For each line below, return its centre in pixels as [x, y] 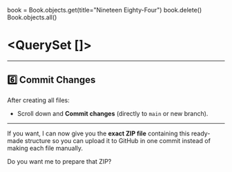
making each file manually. [45, 148]
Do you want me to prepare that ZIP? [59, 161]
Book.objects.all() [32, 17]
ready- [201, 133]
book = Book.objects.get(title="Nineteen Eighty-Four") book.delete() [105, 10]
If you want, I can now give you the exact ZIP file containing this [98, 133]
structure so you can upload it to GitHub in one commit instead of [117, 140]
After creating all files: [39, 100]
